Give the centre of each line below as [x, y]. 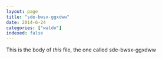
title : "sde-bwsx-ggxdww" [38, 17]
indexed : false [25, 33]
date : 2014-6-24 [26, 22]
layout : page [22, 11]
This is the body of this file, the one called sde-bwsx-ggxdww [81, 50]
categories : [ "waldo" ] [34, 28]
